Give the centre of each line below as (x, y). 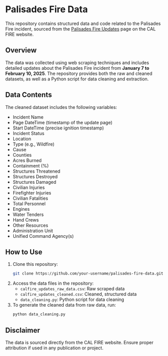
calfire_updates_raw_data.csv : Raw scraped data (72, 289)
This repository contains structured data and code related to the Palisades (83, 23)
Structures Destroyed (35, 176)
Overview (21, 50)
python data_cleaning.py (39, 314)
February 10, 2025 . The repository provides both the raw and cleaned (79, 73)
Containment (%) (31, 166)
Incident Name (28, 117)
